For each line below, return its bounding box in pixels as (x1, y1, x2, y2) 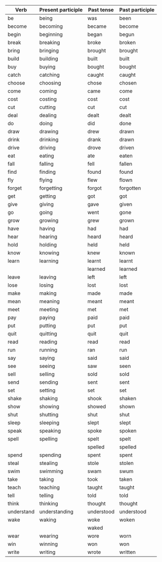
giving (39, 201, 54, 208)
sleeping (39, 419, 60, 426)
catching (39, 72, 60, 78)
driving (39, 144, 56, 151)
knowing (39, 249, 60, 256)
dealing (39, 112, 57, 118)
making (39, 290, 57, 297)
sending (39, 379, 59, 385)
